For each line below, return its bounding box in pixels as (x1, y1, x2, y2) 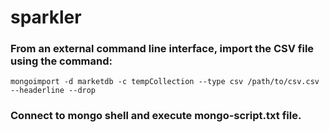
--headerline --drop (10, 86, 97, 96)
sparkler (10, 6, 82, 29)
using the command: (10, 54, 113, 68)
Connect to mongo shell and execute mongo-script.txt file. (10, 109, 302, 123)
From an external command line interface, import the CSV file (10, 42, 315, 56)
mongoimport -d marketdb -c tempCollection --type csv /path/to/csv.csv (10, 77, 320, 87)
